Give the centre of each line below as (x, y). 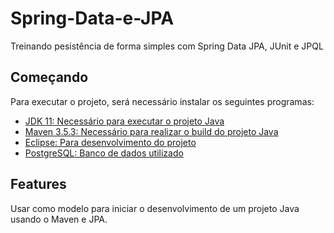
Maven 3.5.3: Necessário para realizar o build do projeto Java (151, 131)
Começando (49, 77)
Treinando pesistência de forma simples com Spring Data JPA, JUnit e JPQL (167, 46)
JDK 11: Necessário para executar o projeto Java (124, 121)
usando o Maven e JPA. (59, 219)
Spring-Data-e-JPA (92, 18)
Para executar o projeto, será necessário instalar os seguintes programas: (162, 101)
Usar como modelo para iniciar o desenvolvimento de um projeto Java (155, 208)
